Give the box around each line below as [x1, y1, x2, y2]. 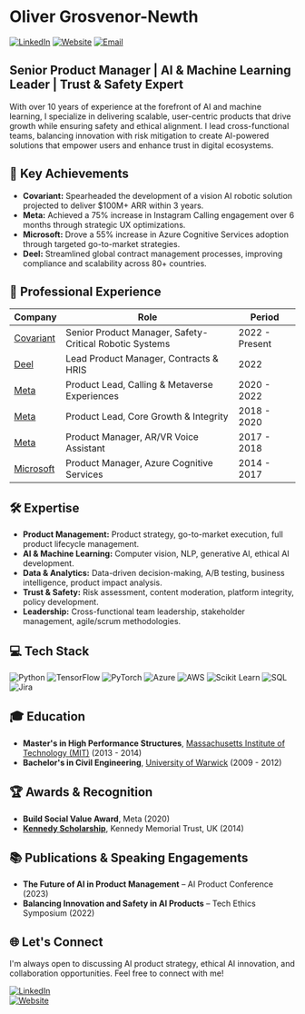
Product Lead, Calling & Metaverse [65, 379, 213, 392]
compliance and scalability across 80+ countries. [22, 257, 207, 269]
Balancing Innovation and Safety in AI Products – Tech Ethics [22, 898, 256, 910]
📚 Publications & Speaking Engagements [9, 850, 249, 866]
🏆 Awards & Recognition [9, 784, 153, 800]
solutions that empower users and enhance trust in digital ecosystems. [9, 139, 274, 151]
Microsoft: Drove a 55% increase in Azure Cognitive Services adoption [22, 229, 289, 240]
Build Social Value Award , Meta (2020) [22, 813, 171, 824]
